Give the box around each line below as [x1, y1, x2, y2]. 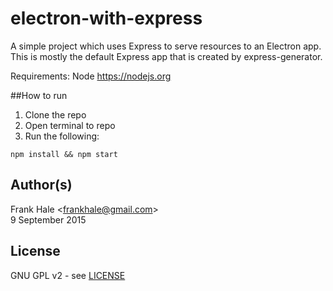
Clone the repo [24, 108, 87, 121]
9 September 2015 [10, 213, 87, 226]
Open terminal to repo [24, 119, 116, 131]
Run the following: [24, 130, 100, 142]
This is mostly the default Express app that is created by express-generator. [10, 50, 323, 62]
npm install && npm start [10, 149, 118, 159]
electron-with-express [10, 7, 203, 30]
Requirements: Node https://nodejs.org [10, 70, 172, 82]
